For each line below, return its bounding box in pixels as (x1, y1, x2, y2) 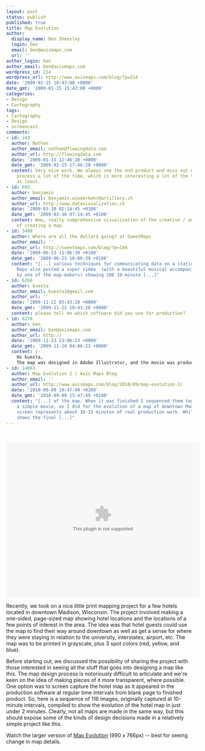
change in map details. (6, 738, 61, 745)
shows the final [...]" (16, 414, 75, 421)
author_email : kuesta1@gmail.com (11, 288, 94, 294)
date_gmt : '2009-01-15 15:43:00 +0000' (6, 86, 104, 91)
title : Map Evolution (6, 25, 59, 31)
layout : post (6, 8, 38, 15)
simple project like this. (6, 720, 62, 727)
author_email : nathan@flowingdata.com (11, 146, 107, 152)
